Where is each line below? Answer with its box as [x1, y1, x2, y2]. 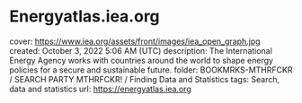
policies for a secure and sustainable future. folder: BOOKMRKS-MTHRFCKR [9, 64, 293, 75]
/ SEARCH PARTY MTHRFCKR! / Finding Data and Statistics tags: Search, [9, 73, 280, 84]
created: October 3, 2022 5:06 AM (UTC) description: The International [9, 45, 272, 56]
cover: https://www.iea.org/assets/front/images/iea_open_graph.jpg [9, 36, 261, 47]
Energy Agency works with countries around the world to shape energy [9, 55, 274, 65]
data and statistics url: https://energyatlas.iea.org [9, 83, 191, 94]
